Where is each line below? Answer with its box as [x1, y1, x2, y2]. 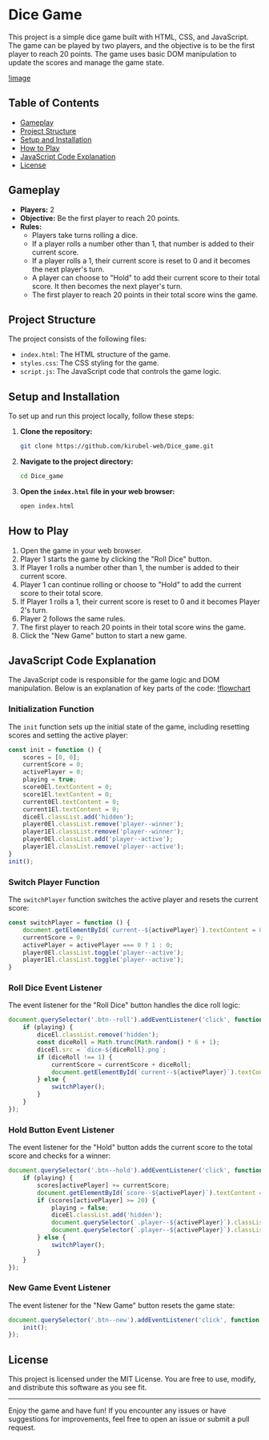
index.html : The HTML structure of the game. [19, 350, 171, 360]
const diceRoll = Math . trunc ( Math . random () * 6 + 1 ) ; [37, 1039, 220, 1047]
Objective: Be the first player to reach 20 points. [19, 213, 180, 223]
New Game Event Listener [8, 1282, 111, 1293]
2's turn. [19, 605, 48, 614]
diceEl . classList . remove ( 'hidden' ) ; [37, 1031, 159, 1039]
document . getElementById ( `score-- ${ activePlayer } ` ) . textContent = [37, 1189, 263, 1197]
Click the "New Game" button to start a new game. [19, 630, 187, 640]
